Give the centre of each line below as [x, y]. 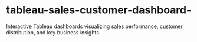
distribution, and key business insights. [53, 32]
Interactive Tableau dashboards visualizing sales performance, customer [94, 26]
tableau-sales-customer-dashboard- [99, 10]
